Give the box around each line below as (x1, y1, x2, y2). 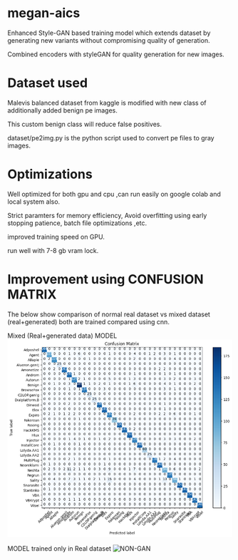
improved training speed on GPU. (7, 232, 105, 241)
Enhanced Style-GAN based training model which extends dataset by (7, 28, 211, 37)
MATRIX (7, 286, 57, 302)
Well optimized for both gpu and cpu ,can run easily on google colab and (7, 190, 221, 198)
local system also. (7, 197, 61, 206)
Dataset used (7, 75, 88, 91)
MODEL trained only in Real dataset (7, 544, 112, 553)
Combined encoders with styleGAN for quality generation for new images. (7, 50, 224, 58)
